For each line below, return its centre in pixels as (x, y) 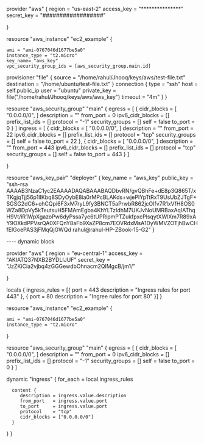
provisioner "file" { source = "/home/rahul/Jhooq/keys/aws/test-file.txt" (96, 77)
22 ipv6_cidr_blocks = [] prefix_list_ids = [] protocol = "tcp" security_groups (101, 135)
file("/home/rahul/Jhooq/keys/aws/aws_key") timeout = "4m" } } (87, 97)
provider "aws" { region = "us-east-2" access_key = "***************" (95, 9)
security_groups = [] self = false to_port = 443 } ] (68, 154)
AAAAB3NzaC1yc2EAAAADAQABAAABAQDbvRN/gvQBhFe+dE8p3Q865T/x (101, 191)
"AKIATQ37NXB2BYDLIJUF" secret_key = (58, 260)
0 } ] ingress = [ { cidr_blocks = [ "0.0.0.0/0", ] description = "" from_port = (100, 128)
